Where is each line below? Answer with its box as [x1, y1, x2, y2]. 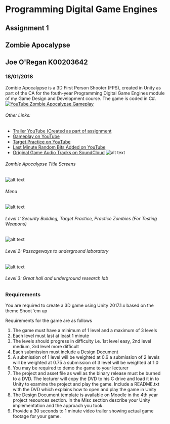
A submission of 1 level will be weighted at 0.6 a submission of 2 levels [12, 354, 160, 360]
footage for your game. [12, 413, 61, 419]
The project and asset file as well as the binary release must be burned [12, 370, 161, 376]
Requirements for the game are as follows [5, 317, 93, 324]
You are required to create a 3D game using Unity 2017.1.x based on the [5, 302, 154, 309]
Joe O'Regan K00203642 [5, 58, 88, 67]
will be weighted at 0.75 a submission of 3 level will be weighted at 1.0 [12, 360, 158, 366]
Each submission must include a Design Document [12, 349, 119, 355]
